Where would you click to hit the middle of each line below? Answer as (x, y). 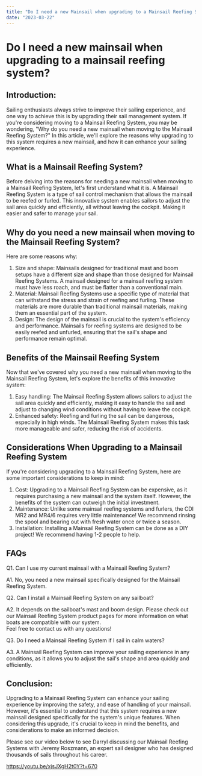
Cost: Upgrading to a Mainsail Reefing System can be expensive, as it (101, 490)
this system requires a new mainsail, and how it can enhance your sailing (96, 142)
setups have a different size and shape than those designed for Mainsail (104, 274)
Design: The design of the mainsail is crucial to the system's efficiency (103, 320)
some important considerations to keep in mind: (65, 478)
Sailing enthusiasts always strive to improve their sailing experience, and (96, 110)
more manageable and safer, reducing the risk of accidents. (89, 428)
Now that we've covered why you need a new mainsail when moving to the (99, 372)
